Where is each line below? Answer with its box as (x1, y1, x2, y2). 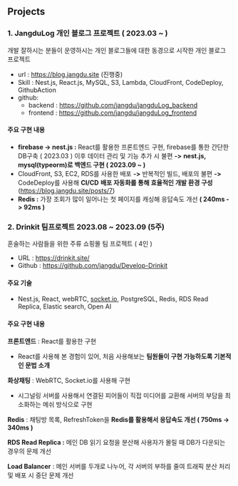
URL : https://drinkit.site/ (17, 254, 90, 262)
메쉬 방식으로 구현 (42, 400, 93, 408)
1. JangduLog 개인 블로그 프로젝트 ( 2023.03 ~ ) (7, 29, 169, 38)
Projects (7, 6, 46, 18)
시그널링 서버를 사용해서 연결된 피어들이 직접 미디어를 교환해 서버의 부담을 (17, 391, 224, 400)
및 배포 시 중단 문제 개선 (7, 470, 74, 480)
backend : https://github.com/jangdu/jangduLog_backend (28, 100, 198, 109)
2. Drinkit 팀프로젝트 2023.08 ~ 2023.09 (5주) (7, 222, 165, 232)
